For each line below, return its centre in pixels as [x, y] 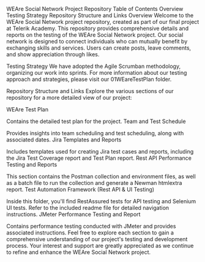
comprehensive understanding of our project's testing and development [97, 239]
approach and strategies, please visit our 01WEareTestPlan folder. [89, 79]
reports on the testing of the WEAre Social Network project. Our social [95, 35]
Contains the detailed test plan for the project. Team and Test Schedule [96, 121]
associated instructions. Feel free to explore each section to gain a [90, 233]
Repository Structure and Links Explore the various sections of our [90, 91]
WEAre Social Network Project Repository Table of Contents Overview [95, 9]
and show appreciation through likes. [53, 54]
